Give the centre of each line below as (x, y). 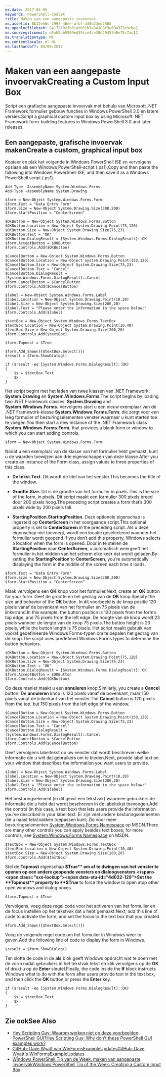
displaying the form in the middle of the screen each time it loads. (79, 564)
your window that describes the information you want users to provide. (77, 763)
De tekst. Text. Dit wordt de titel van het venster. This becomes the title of (86, 477)
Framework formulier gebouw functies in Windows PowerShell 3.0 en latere (82, 111)
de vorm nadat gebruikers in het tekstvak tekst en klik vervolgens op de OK (82, 964)
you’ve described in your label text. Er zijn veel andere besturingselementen (83, 815)
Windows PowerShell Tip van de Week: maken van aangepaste (76, 1059)
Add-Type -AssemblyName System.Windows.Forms (53, 187)
